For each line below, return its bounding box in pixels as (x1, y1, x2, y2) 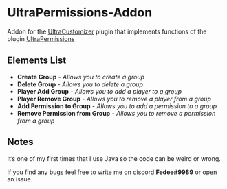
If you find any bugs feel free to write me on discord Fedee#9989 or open (7, 168, 217, 176)
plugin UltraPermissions (7, 34, 75, 42)
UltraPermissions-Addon (7, 5, 153, 21)
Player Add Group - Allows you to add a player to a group (17, 87, 182, 95)
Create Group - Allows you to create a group (17, 73, 145, 81)
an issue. (7, 175, 33, 183)
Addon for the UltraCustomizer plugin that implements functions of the (7, 27, 207, 36)
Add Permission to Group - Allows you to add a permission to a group (17, 101, 217, 110)
